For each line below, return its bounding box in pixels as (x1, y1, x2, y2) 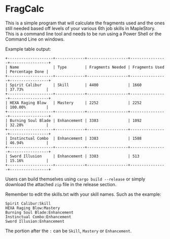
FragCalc (5, 3, 44, 15)
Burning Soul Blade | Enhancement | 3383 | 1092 (10, 118, 142, 123)
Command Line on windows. (5, 36, 65, 42)
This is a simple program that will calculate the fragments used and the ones (5, 20, 165, 26)
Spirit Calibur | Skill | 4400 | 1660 (10, 82, 142, 87)
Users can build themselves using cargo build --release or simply (5, 176, 146, 182)
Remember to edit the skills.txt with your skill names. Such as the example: (5, 191, 161, 197)
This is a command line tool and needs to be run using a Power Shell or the (5, 31, 162, 37)
